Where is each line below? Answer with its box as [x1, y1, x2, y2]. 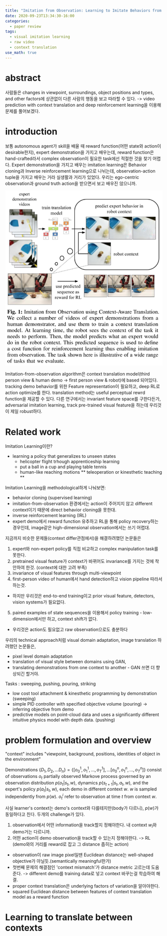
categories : [5, 18, 30, 23]
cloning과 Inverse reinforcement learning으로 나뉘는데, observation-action [5, 168, 156, 174]
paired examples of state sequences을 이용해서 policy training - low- [12, 610, 153, 616]
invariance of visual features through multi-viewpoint [12, 570, 121, 576]
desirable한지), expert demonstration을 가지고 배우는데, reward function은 [5, 149, 155, 155]
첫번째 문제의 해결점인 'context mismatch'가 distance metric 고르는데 [12, 864, 151, 870]
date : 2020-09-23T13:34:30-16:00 [5, 13, 75, 18]
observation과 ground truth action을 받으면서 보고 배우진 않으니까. [5, 180, 137, 187]
